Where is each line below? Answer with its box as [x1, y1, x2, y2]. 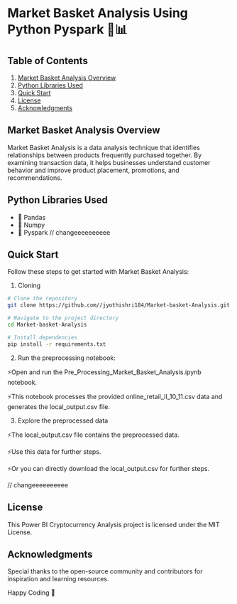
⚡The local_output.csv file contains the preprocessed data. [7, 430, 180, 439]
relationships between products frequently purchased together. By [7, 151, 202, 159]
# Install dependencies [7, 334, 78, 341]
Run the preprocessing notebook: [17, 354, 116, 362]
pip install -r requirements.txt [7, 340, 106, 348]
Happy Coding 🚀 [7, 588, 55, 597]
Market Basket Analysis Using [7, 5, 188, 21]
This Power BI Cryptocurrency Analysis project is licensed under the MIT [7, 520, 220, 529]
